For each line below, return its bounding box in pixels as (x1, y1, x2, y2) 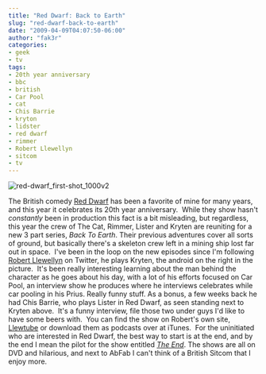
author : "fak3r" (8, 33, 62, 42)
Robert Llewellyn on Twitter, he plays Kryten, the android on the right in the (8, 256, 253, 265)
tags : (8, 64, 26, 71)
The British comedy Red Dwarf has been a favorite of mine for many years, (8, 196, 253, 206)
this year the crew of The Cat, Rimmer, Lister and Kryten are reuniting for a (8, 222, 253, 231)
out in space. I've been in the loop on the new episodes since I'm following (8, 247, 255, 256)
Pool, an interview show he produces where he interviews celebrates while (8, 281, 253, 291)
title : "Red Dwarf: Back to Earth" (8, 11, 126, 20)
